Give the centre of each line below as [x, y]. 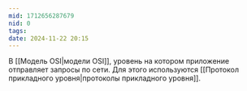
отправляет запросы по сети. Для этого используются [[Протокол [124, 70]
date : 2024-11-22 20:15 [49, 38]
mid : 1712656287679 [41, 16]
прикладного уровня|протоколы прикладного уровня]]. [105, 78]
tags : [17, 31]
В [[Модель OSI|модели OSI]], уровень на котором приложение [119, 61]
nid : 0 [19, 23]
